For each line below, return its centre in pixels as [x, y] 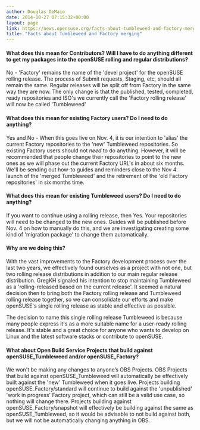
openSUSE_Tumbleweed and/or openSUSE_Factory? [73, 357]
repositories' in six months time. [45, 182]
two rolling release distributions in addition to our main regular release [92, 274]
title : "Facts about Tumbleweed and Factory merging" [74, 34]
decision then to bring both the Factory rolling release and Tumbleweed [94, 293]
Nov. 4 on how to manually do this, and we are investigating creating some [98, 228]
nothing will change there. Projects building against [69, 401]
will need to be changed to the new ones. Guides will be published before [96, 222]
